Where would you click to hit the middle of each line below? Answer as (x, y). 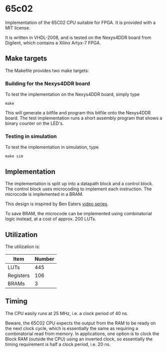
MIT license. (18, 27)
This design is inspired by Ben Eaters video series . (57, 204)
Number (45, 259)
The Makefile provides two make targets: (47, 70)
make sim (14, 156)
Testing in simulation (31, 136)
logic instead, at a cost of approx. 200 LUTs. (51, 219)
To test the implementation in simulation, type (52, 147)
